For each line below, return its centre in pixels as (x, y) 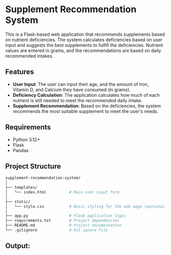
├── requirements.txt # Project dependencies (62, 221)
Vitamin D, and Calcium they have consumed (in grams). (72, 90)
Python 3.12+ (26, 139)
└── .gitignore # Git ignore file (57, 230)
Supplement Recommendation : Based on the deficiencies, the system (87, 106)
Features (20, 72)
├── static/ (18, 202)
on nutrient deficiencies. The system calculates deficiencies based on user (84, 40)
